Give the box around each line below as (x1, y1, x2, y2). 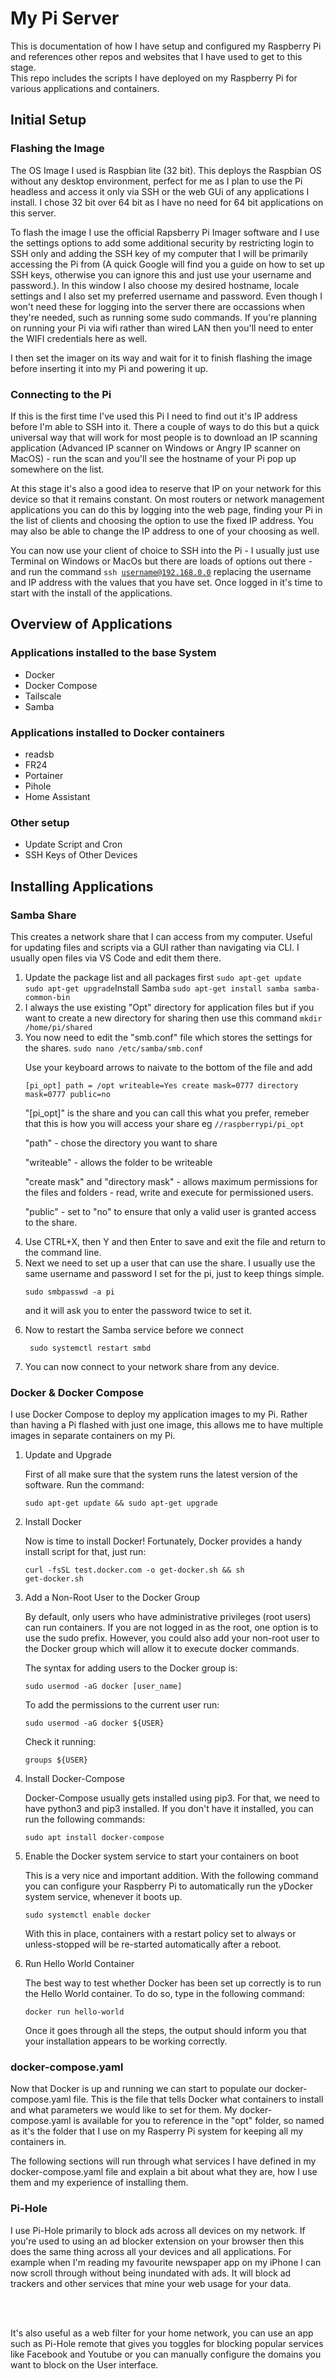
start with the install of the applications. (10, 587, 173, 599)
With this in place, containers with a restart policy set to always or (24, 1928, 297, 1940)
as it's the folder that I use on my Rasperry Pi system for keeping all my (10, 2125, 304, 2137)
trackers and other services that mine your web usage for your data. (10, 2277, 292, 2289)
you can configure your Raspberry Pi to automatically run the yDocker (24, 1880, 313, 1892)
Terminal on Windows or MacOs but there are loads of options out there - (10, 555, 313, 567)
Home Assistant (24, 790, 91, 802)
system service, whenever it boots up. (24, 1891, 183, 1903)
